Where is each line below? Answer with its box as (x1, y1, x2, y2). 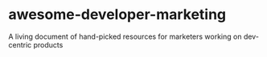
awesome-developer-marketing (8, 6, 227, 24)
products (33, 40, 64, 49)
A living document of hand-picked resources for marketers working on (8, 32, 242, 41)
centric (8, 40, 32, 49)
